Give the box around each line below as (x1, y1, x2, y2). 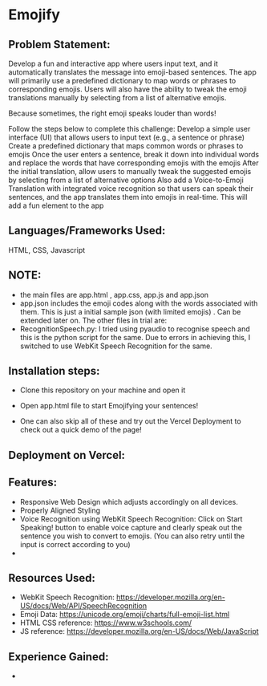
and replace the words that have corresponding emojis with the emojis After (8, 158, 259, 168)
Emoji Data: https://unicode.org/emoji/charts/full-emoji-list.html (19, 610, 230, 619)
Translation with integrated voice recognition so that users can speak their (8, 184, 254, 193)
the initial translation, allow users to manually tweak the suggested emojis (8, 167, 252, 176)
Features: (8, 476, 58, 489)
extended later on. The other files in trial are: (19, 315, 168, 325)
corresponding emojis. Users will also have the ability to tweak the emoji (8, 84, 247, 94)
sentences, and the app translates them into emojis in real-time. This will (8, 193, 248, 201)
